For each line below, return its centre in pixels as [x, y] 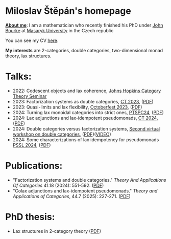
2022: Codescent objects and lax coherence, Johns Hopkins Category [87, 91]
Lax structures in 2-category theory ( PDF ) [57, 231]
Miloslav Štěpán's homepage [68, 11]
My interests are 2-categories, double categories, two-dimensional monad [84, 50]
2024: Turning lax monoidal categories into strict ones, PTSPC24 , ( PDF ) [88, 112]
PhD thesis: [30, 217]
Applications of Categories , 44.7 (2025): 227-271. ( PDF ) [72, 196]
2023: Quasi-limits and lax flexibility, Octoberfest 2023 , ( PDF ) [77, 107]
